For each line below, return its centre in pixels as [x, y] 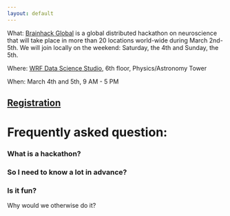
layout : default [30, 13]
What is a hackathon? [44, 154]
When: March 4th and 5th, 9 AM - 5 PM [63, 81]
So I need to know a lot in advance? [67, 172]
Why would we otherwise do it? [52, 206]
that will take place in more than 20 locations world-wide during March [107, 40]
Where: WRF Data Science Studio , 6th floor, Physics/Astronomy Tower [107, 68]
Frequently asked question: [87, 133]
